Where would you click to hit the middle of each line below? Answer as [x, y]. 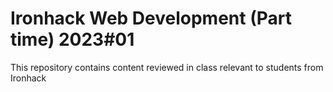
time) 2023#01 [72, 39]
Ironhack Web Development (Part [151, 18]
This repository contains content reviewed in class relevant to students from [167, 67]
